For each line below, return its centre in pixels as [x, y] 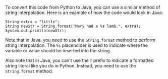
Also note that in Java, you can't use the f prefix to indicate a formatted [79, 60]
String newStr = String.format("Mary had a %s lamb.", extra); [73, 26]
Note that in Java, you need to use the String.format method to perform [80, 40]
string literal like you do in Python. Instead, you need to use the [71, 66]
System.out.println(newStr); [36, 31]
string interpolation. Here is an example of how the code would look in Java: [84, 13]
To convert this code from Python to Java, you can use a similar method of [83, 7]
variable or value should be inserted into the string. [58, 51]
